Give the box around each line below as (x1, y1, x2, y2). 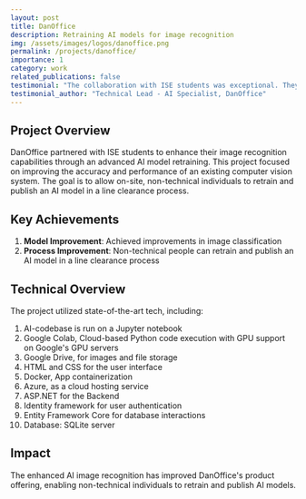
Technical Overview (10, 281, 126, 297)
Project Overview (10, 122, 111, 138)
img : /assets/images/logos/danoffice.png (10, 38, 170, 48)
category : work (10, 64, 68, 73)
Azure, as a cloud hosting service (23, 380, 149, 391)
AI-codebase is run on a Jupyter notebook (23, 323, 183, 334)
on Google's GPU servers (23, 342, 119, 353)
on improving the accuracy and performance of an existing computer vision (10, 166, 293, 177)
